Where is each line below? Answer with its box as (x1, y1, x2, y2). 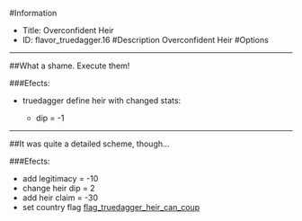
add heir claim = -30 (22, 192, 99, 203)
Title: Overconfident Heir (22, 25, 114, 35)
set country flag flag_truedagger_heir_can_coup (22, 202, 200, 212)
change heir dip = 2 (22, 183, 96, 193)
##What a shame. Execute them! (9, 60, 130, 71)
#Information (9, 8, 58, 18)
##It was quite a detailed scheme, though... (9, 138, 170, 149)
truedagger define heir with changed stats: (22, 95, 182, 106)
